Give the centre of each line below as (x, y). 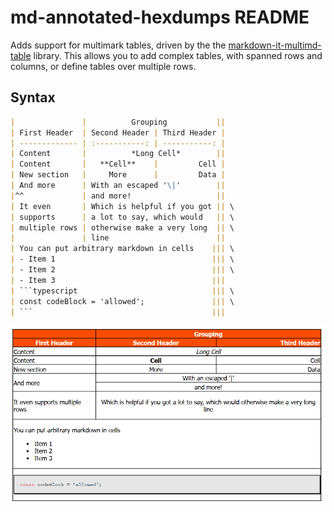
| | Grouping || (118, 122)
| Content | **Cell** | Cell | (118, 164)
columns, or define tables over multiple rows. (103, 66)
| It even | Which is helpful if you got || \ (122, 206)
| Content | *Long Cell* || (118, 154)
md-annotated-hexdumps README (160, 17)
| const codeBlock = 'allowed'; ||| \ (122, 301)
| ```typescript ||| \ (122, 291)
